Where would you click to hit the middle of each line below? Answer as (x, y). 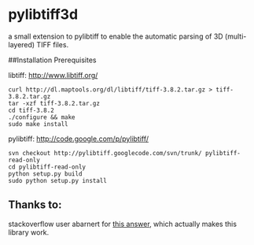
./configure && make (42, 117)
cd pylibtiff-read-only (47, 167)
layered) (22, 44)
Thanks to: (35, 205)
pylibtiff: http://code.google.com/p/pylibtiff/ (79, 139)
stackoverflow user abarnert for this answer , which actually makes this (123, 224)
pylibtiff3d (43, 15)
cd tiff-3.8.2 (31, 110)
